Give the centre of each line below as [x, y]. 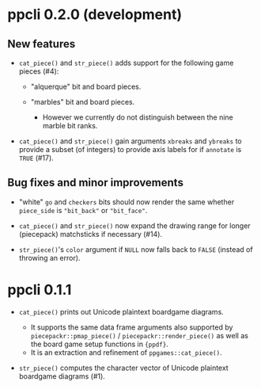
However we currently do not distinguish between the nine [138, 117]
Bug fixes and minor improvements [95, 183]
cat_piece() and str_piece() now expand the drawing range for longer [134, 225]
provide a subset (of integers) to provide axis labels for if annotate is [130, 149]
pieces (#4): [39, 71]
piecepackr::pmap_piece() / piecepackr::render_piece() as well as [139, 335]
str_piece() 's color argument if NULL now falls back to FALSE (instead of [136, 249]
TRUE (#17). [36, 158]
